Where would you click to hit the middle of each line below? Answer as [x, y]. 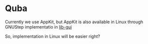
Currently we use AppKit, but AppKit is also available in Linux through [74, 22]
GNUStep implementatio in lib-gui [38, 27]
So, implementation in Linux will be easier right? [52, 36]
